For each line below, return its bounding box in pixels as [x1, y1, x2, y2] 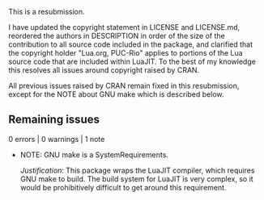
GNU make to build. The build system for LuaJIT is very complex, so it [19, 173, 253, 184]
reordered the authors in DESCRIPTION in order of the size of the [8, 31, 225, 40]
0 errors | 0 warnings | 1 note [8, 134, 105, 144]
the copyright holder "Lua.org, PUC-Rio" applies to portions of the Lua [8, 48, 243, 57]
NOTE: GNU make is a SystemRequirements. [19, 149, 168, 160]
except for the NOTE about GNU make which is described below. [8, 90, 224, 99]
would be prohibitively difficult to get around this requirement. [19, 182, 227, 192]
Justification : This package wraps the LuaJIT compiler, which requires [19, 165, 255, 175]
